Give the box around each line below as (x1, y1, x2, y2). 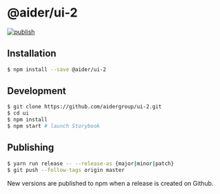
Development (7, 85, 67, 97)
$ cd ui (7, 110, 30, 117)
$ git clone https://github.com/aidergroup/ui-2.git (7, 104, 162, 110)
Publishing (7, 142, 54, 153)
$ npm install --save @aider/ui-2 (7, 66, 107, 73)
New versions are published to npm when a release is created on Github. (7, 179, 214, 187)
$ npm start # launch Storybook (7, 123, 100, 130)
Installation (7, 48, 57, 59)
